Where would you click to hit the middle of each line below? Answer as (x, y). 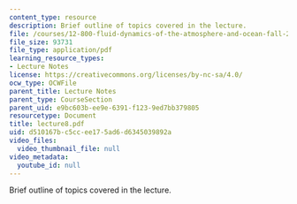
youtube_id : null (49, 165)
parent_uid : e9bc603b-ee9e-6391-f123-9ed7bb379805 (104, 108)
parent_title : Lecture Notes (63, 91)
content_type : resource (53, 17)
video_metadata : (39, 157)
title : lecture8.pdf (47, 125)
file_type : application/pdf (61, 50)
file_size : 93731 (41, 42)
